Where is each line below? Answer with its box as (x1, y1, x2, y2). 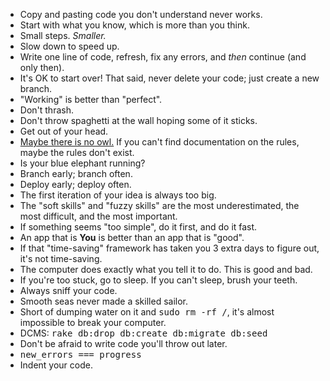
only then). (19, 62, 65, 73)
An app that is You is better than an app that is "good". (19, 232, 245, 243)
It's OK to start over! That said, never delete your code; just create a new (19, 72, 320, 84)
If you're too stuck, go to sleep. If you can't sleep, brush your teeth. (19, 274, 298, 286)
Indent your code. (19, 359, 93, 371)
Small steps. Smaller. (19, 30, 107, 41)
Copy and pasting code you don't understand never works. (19, 9, 263, 20)
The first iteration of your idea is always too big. (19, 189, 217, 201)
